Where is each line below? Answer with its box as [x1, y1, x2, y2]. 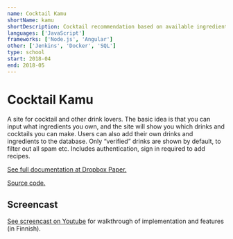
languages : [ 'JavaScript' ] [7, 29, 85, 37]
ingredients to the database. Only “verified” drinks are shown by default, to [7, 137, 221, 145]
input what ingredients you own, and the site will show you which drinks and [7, 122, 225, 131]
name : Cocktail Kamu [7, 10, 67, 17]
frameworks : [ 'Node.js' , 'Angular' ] [7, 36, 113, 43]
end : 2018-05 [7, 62, 45, 69]
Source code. [7, 179, 46, 187]
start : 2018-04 [7, 56, 51, 63]
